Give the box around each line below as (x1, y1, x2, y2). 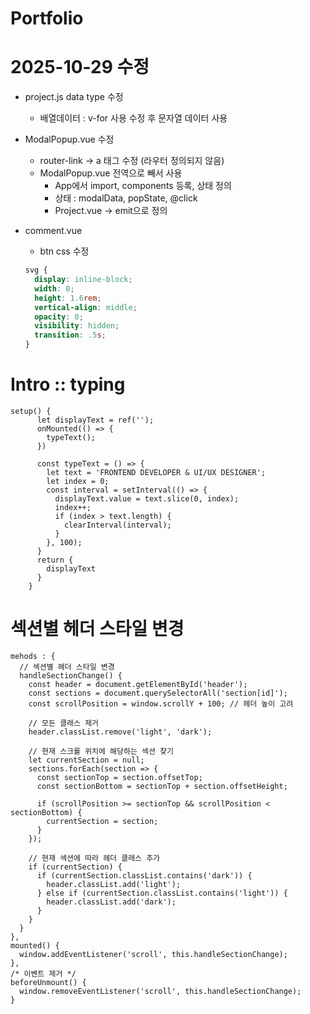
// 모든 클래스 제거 (28, 718, 100, 728)
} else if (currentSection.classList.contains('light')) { (36, 888, 288, 898)
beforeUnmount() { (10, 977, 87, 987)
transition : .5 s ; (34, 330, 107, 341)
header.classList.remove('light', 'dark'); (28, 727, 213, 737)
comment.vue (24, 225, 83, 237)
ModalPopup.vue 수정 (24, 133, 115, 146)
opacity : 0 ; (34, 312, 84, 322)
